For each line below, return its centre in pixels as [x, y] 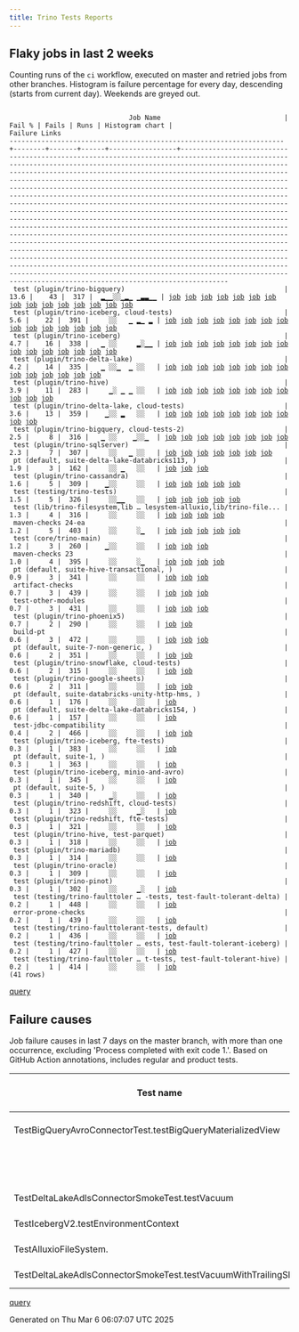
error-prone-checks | [151, 913]
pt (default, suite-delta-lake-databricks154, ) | [151, 710]
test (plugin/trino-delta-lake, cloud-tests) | [151, 406]
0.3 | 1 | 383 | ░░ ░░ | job [93, 749]
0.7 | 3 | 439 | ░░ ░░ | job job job [109, 593]
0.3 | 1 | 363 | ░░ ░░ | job [93, 765]
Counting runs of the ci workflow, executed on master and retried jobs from [148, 75]
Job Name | [209, 118]
